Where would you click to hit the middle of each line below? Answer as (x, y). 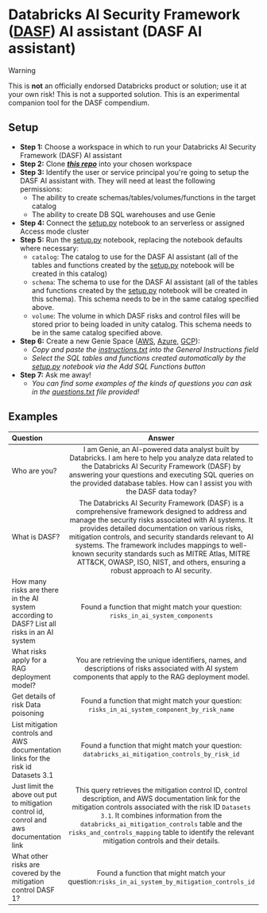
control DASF (33, 890)
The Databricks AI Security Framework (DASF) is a (161, 503)
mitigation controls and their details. (161, 841)
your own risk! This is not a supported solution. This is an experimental (124, 94)
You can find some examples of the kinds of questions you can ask (142, 383)
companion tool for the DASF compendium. (79, 103)
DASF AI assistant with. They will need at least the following (118, 180)
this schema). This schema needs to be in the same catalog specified (145, 299)
